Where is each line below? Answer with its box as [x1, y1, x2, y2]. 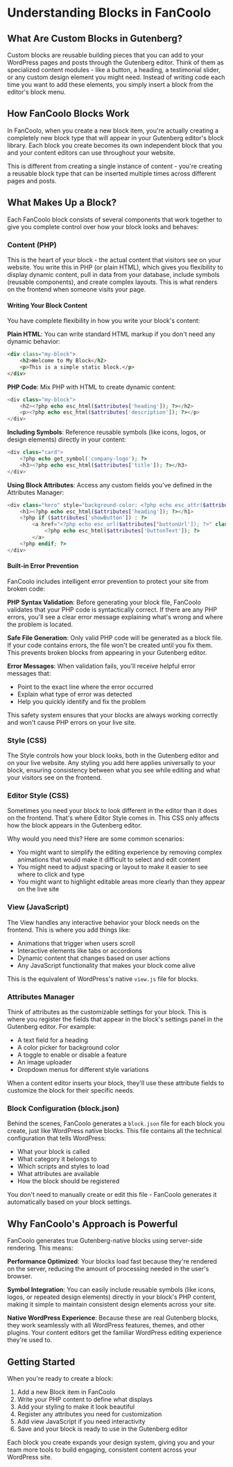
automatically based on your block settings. [7, 1198, 132, 1206]
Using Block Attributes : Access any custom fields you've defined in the [7, 480, 213, 489]
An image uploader [17, 1058, 72, 1066]
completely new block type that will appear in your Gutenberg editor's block [7, 133, 224, 142]
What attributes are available [17, 1170, 99, 1178]
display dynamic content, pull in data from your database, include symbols [7, 270, 220, 278]
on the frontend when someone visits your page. [7, 285, 146, 293]
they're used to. [7, 1336, 53, 1344]
